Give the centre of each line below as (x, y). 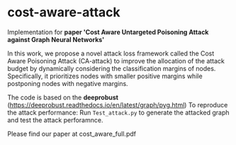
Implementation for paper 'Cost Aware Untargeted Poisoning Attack (108, 32)
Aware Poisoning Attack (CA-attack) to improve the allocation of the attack (116, 60)
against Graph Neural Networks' (56, 39)
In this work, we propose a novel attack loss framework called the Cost (111, 53)
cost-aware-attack (64, 12)
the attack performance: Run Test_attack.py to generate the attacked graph (118, 112)
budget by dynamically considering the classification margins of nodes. (112, 68)
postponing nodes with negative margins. (68, 83)
